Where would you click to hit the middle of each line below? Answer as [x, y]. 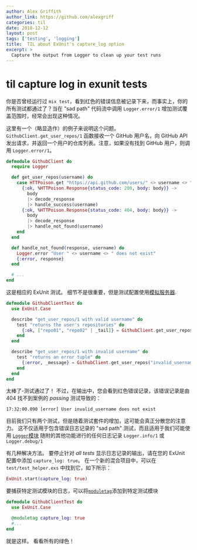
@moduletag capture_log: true [48, 518]
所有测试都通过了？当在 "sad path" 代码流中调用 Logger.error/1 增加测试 [94, 108]
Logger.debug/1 [25, 442]
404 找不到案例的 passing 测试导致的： [54, 398]
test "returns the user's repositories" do [71, 325]
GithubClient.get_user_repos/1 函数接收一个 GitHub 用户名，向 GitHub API [97, 135]
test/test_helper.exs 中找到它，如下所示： [59, 468]
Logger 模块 [26, 436]
